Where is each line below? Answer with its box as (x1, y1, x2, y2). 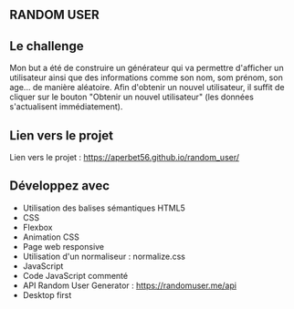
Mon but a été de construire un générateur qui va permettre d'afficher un (9, 63, 285, 74)
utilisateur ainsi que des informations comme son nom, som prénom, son (9, 72, 283, 83)
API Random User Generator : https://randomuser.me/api (22, 280, 237, 291)
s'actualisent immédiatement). (9, 101, 123, 112)
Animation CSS (22, 232, 80, 242)
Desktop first (22, 289, 72, 300)
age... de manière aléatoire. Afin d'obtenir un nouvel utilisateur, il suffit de (9, 82, 285, 93)
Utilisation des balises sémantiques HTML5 (22, 202, 185, 213)
